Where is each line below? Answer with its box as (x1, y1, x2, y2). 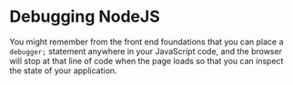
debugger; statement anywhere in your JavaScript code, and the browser (9, 45, 282, 56)
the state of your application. (9, 65, 117, 76)
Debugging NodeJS (9, 6, 161, 27)
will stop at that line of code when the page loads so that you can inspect (9, 55, 284, 66)
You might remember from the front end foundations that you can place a (9, 36, 284, 47)
